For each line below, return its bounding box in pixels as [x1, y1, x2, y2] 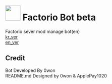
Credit [5, 54, 25, 63]
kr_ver [5, 33, 18, 40]
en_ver [5, 39, 19, 45]
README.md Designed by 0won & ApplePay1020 [5, 72, 107, 78]
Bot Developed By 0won [5, 67, 55, 73]
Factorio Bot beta [22, 12, 96, 23]
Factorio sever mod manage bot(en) [5, 28, 80, 34]
